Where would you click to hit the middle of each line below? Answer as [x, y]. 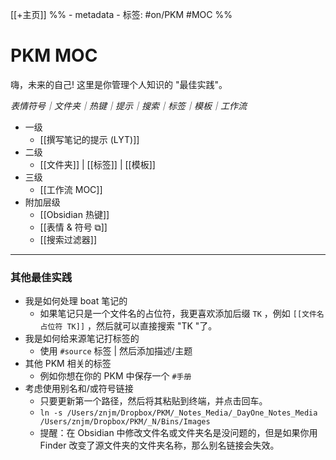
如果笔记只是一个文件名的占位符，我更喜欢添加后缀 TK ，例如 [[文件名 [182, 314]
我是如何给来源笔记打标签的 [82, 339]
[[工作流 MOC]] [71, 189]
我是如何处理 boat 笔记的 [76, 301]
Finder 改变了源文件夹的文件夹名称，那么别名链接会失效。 [159, 445]
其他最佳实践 [41, 277]
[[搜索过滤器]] [68, 239]
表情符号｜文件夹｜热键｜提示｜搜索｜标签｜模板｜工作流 [128, 105]
